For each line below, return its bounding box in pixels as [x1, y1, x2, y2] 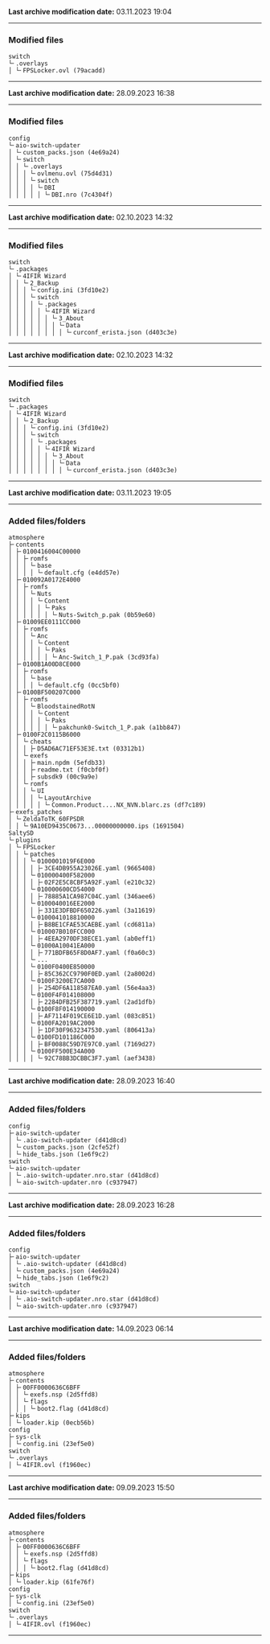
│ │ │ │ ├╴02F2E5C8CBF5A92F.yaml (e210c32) [8, 878, 157, 887]
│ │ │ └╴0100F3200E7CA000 [8, 977, 95, 985]
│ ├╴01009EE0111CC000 [8, 619, 81, 627]
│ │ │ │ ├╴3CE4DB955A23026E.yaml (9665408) [8, 865, 157, 873]
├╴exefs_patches [8, 808, 63, 816]
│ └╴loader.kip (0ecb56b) [8, 1419, 95, 1427]
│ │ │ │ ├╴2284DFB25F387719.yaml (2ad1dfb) [8, 998, 157, 1006]
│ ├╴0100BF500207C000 [8, 688, 81, 697]
